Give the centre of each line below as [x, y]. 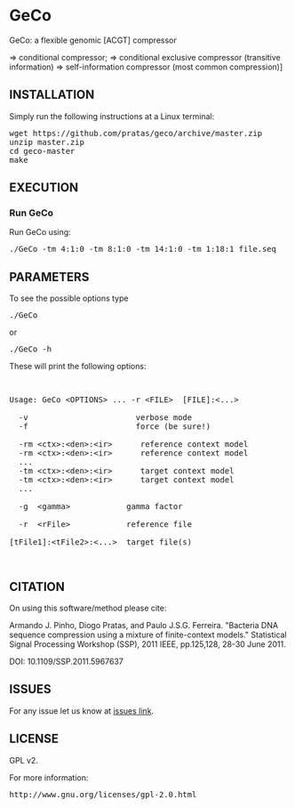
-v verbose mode [105, 418]
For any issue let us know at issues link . [81, 711]
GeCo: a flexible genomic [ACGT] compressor [93, 40]
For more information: [49, 777]
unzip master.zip [47, 142]
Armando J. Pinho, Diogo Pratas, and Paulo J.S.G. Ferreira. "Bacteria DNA [144, 626]
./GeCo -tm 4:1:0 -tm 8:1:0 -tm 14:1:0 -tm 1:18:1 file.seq [143, 249]
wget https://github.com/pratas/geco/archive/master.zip [136, 133]
